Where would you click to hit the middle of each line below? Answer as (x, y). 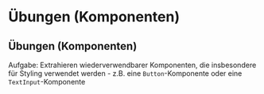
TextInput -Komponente (47, 82)
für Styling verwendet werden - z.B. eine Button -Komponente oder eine (125, 73)
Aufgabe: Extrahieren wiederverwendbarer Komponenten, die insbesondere (132, 65)
